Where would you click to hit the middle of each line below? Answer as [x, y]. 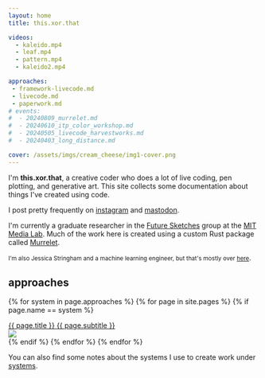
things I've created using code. [59, 194]
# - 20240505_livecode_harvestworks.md [76, 133]
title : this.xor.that [44, 23]
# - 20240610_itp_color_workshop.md [71, 126]
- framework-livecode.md [53, 88]
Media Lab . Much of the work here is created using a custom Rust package [131, 234]
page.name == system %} [51, 310]
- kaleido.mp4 [39, 45]
